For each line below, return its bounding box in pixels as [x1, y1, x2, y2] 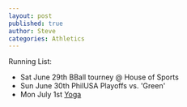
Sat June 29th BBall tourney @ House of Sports [19, 72, 180, 82]
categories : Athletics [8, 34, 85, 43]
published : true [8, 19, 63, 28]
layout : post [8, 11, 53, 20]
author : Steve [8, 27, 57, 35]
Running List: [8, 57, 53, 66]
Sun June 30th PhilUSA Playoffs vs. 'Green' [19, 81, 166, 91]
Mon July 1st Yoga [19, 90, 82, 100]
